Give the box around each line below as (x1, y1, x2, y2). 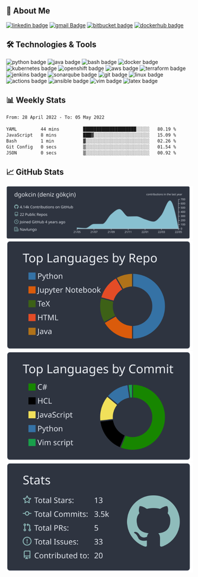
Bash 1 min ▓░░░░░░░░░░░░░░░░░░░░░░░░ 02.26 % (6, 138, 177, 144)
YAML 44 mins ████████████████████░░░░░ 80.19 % (6, 126, 177, 132)
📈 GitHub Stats (6, 167, 64, 177)
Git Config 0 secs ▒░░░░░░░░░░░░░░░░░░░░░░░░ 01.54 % (6, 144, 177, 150)
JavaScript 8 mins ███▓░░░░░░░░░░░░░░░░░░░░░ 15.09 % (6, 132, 177, 138)
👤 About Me (6, 6, 50, 16)
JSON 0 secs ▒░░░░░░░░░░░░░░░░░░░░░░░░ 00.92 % (6, 150, 177, 156)
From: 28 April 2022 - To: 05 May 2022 (6, 114, 105, 120)
